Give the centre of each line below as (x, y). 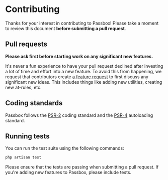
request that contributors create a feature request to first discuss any (77, 77)
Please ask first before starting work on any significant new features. (79, 56)
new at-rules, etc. (23, 87)
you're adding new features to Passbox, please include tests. (68, 172)
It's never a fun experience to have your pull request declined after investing (84, 66)
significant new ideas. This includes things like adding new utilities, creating (84, 82)
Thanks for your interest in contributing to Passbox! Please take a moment (82, 23)
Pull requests (26, 44)
